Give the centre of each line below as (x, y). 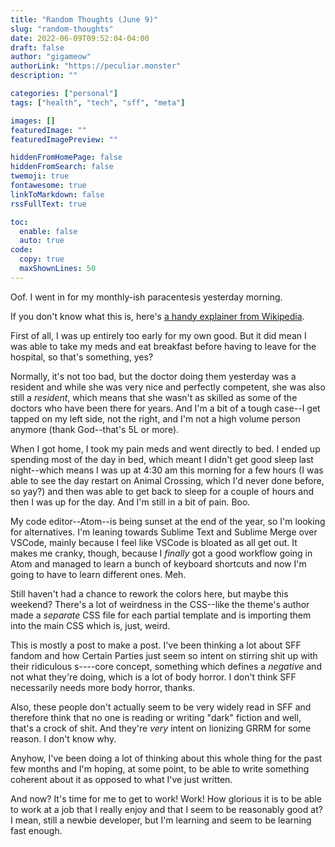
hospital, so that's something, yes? (82, 357)
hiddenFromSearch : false (62, 167)
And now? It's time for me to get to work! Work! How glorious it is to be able (166, 798)
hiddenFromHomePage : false (66, 157)
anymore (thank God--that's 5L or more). (95, 429)
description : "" (44, 76)
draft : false (37, 47)
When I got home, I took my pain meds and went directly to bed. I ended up (165, 448)
